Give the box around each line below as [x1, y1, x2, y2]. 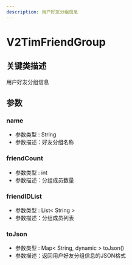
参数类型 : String [15, 131, 57, 138]
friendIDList [6, 192, 43, 200]
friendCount [6, 154, 44, 163]
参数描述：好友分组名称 [15, 138, 74, 146]
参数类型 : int [15, 169, 47, 176]
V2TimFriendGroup [6, 35, 106, 49]
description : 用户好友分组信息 [6, 9, 78, 15]
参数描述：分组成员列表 [15, 214, 74, 221]
